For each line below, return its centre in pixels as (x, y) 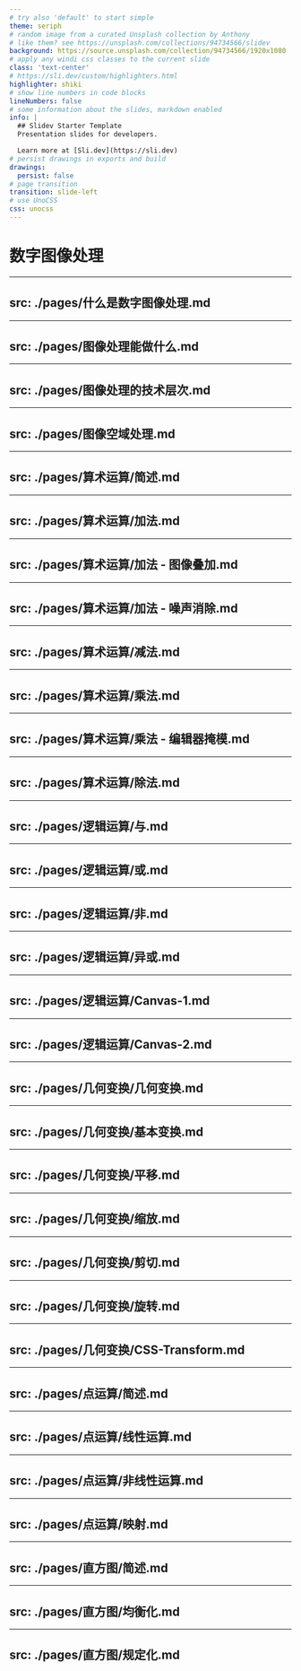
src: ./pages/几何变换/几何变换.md (107, 1088)
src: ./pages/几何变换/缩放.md (95, 1219)
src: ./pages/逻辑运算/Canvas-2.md (111, 1044)
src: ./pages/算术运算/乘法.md (95, 696)
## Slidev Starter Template (70, 126)
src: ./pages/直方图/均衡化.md (95, 1611)
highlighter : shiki (46, 84)
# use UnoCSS (34, 201)
